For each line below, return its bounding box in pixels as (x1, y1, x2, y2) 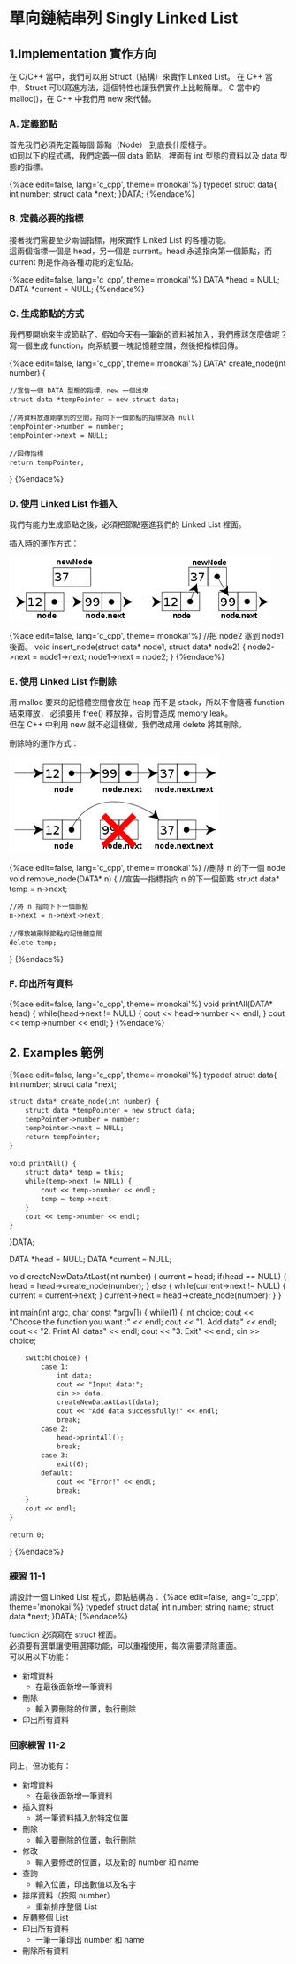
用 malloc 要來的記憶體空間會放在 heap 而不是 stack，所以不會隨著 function (9, 697, 285, 708)
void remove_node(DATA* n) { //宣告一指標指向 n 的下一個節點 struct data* (9, 873, 280, 884)
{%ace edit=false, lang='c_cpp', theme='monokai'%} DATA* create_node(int (9, 358, 286, 369)
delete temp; (9, 938, 57, 948)
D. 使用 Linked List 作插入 (9, 497, 118, 509)
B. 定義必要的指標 (9, 213, 84, 225)
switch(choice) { (25, 1353, 89, 1362)
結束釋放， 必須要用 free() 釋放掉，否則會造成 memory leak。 (9, 708, 233, 718)
